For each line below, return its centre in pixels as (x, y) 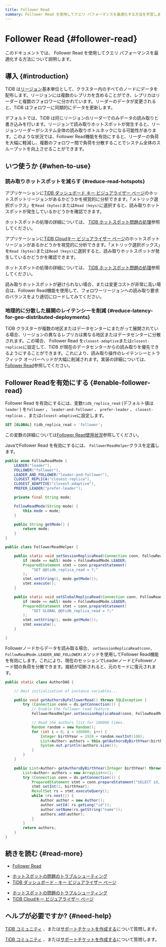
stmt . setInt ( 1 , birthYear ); (61, 787)
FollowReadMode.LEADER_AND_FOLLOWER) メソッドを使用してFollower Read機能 (82, 654)
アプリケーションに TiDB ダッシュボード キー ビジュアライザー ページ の (77, 193)
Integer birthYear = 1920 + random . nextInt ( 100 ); (92, 736)
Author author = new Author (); (73, 800)
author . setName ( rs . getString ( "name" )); (81, 809)
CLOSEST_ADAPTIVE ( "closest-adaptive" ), (55, 484)
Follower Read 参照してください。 (39, 365)
